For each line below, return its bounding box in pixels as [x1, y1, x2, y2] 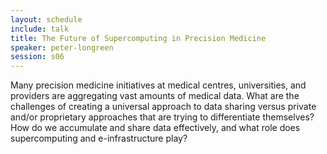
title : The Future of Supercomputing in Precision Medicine [10, 33, 267, 43]
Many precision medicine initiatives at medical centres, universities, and [10, 79, 307, 91]
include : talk [10, 24, 70, 34]
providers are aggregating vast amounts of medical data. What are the [10, 90, 300, 102]
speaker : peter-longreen [10, 42, 114, 53]
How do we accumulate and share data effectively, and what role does [10, 122, 301, 134]
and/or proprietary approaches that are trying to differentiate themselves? [10, 111, 315, 123]
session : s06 [10, 52, 65, 62]
